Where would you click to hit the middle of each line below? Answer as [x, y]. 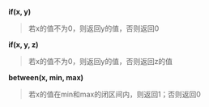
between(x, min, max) [46, 77]
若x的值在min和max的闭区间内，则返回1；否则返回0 [114, 94]
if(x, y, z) [23, 45]
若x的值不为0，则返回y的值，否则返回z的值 [100, 61]
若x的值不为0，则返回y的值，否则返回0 [94, 28]
